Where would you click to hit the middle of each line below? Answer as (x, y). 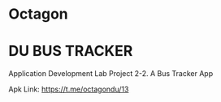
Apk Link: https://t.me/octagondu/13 (69, 89)
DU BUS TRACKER (71, 51)
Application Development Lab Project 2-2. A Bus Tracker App (111, 74)
